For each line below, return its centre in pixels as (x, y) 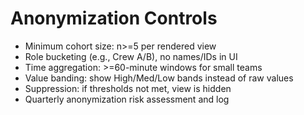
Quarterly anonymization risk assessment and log (127, 99)
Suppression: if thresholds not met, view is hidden (128, 88)
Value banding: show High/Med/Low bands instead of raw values (159, 78)
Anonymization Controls (114, 18)
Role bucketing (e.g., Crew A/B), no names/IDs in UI (131, 56)
